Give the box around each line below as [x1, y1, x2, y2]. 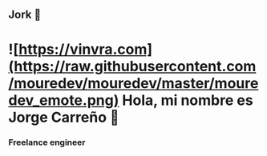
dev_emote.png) [8, 91, 119, 109]
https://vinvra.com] [18, 40, 153, 58]
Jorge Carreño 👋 [8, 108, 119, 126]
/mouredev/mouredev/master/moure [8, 74, 259, 92]
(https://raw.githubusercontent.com [8, 57, 257, 75]
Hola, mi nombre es [122, 91, 254, 109]
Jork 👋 [8, 8, 42, 22]
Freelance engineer [8, 137, 86, 148]
